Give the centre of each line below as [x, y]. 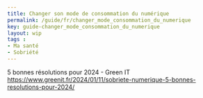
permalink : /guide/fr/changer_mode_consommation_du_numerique [99, 20]
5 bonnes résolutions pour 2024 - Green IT [69, 72]
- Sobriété [23, 53]
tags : [17, 40]
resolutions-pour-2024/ [41, 87]
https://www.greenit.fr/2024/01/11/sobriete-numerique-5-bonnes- [101, 79]
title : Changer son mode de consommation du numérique [88, 14]
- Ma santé [23, 46]
